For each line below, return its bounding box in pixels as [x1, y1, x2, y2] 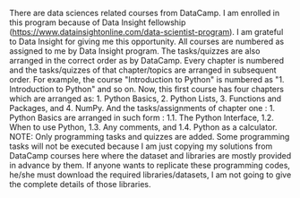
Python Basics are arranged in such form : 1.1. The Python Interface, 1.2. [9, 112, 275, 123]
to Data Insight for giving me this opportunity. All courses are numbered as [9, 36, 285, 47]
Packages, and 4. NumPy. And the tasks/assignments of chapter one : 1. [9, 103, 276, 113]
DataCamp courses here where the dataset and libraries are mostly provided [9, 151, 292, 160]
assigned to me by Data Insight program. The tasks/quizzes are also [9, 46, 261, 56]
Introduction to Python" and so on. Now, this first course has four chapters [9, 84, 285, 94]
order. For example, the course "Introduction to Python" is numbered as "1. [9, 74, 285, 84]
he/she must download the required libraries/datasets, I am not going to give [9, 169, 292, 180]
